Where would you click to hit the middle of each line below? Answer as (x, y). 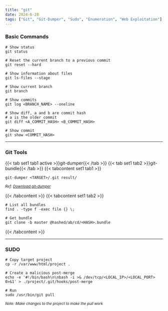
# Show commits (21, 100)
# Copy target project (29, 260)
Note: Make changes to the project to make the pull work (54, 304)
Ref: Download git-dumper (28, 186)
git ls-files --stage (28, 78)
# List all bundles (25, 205)
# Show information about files (39, 73)
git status (16, 51)
